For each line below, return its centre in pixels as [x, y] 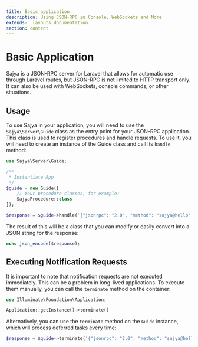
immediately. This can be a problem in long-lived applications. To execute [95, 282]
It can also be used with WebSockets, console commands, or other [88, 86]
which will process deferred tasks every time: [61, 328]
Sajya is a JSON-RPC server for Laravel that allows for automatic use [90, 74]
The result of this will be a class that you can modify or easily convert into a [98, 226]
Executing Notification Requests [67, 262]
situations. [19, 93]
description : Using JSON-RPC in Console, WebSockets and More [84, 17]
